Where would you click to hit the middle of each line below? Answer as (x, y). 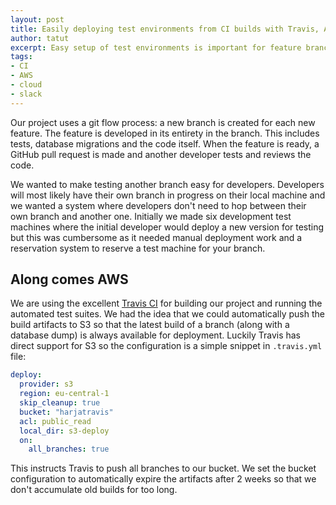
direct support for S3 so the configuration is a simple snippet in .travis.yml (166, 346)
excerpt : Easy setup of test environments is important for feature (156, 47)
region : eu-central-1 (64, 394)
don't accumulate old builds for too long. (94, 490)
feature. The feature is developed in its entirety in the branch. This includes (165, 133)
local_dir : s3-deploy (64, 431)
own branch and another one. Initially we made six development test (151, 216)
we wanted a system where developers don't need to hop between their (158, 205)
